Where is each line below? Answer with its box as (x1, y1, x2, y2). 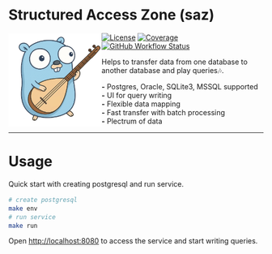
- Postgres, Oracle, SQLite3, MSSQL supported (101, 81, 259, 91)
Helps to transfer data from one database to (101, 57, 249, 67)
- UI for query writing (101, 90, 172, 100)
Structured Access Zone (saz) (8, 6, 215, 24)
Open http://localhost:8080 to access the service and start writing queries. (8, 236, 258, 246)
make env (8, 204, 38, 213)
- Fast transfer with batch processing (101, 107, 225, 117)
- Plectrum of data (101, 116, 163, 126)
